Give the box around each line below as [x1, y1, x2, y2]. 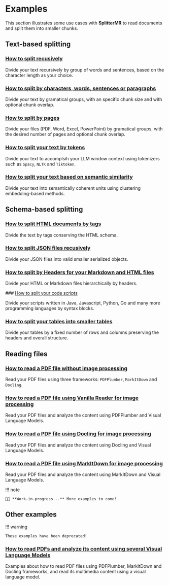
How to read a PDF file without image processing [5, 365, 128, 372]
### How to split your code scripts [5, 290, 78, 296]
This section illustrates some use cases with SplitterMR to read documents [5, 20, 162, 26]
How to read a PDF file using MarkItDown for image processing [5, 460, 163, 467]
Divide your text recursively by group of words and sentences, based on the [5, 66, 164, 73]
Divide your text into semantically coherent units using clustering [5, 185, 141, 191]
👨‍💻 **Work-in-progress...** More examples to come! [5, 496, 117, 501]
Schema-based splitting [5, 205, 83, 214]
